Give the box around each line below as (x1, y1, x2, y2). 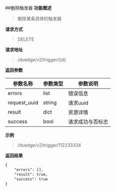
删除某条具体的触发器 (17, 16, 61, 22)
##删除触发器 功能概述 (5, 5, 51, 11)
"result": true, (14, 172, 48, 177)
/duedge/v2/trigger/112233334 (17, 142, 81, 148)
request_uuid (7, 99, 38, 106)
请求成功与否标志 (68, 118, 108, 125)
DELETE (17, 36, 34, 42)
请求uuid (68, 100, 88, 106)
